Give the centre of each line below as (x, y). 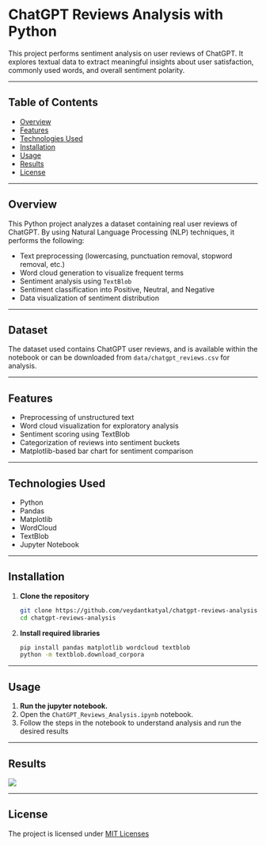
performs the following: (46, 240)
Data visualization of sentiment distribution (89, 298)
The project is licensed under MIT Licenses (79, 833)
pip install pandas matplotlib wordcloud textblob (105, 647)
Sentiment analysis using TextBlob (76, 281)
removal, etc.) (42, 264)
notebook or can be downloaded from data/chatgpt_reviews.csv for (119, 357)
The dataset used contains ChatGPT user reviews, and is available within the (133, 349)
